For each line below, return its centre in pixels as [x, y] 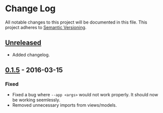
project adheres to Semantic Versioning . [46, 27]
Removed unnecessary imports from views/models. [65, 105]
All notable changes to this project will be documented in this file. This [76, 22]
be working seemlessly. [36, 100]
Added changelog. [31, 55]
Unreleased [23, 43]
